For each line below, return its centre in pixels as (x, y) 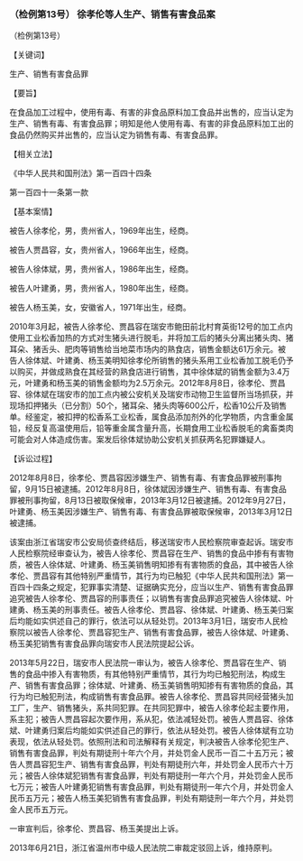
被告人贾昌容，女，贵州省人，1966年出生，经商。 (101, 250)
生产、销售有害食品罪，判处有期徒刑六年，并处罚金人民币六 (167, 764)
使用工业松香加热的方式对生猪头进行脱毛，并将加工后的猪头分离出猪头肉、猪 (151, 338)
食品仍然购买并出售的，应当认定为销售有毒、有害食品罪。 (116, 135)
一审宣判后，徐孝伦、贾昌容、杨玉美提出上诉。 (96, 829)
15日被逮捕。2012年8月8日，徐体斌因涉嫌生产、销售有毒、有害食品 (162, 489)
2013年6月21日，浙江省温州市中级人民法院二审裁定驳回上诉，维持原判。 (143, 848)
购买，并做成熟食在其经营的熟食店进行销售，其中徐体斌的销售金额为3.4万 (153, 372)
